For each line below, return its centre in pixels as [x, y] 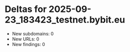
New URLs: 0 [26, 39]
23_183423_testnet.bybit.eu [65, 20]
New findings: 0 [28, 44]
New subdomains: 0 [33, 33]
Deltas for [26, 9]
